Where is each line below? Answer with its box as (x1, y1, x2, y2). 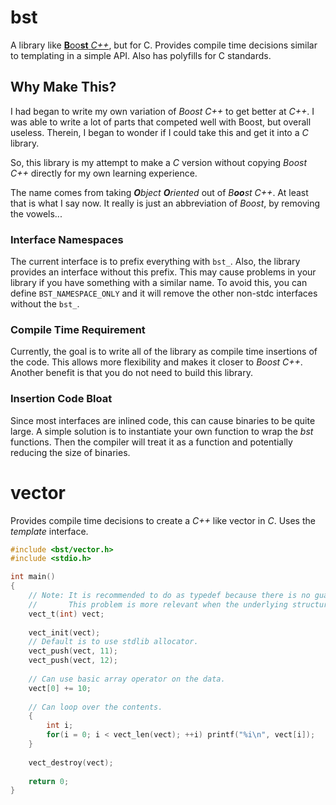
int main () (10, 572, 56, 582)
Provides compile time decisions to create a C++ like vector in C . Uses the (10, 514, 316, 526)
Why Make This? (10, 79, 117, 96)
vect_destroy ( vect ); (28, 757, 114, 768)
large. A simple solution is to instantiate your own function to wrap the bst (10, 425, 314, 437)
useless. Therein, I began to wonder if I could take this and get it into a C (10, 126, 309, 138)
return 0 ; (28, 776, 70, 786)
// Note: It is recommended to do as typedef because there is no (28, 591, 311, 601)
